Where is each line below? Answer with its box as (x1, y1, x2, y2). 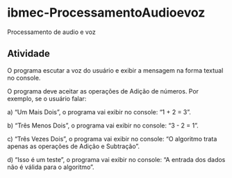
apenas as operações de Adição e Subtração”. (7, 142, 140, 150)
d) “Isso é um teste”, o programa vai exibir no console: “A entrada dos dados (7, 155, 226, 163)
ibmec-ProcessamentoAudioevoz (7, 5, 206, 21)
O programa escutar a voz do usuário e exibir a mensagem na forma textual (7, 66, 224, 74)
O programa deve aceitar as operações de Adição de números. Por (7, 87, 199, 95)
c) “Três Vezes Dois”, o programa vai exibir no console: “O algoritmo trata (7, 134, 217, 143)
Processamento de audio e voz (7, 28, 96, 36)
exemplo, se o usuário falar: (7, 94, 87, 103)
